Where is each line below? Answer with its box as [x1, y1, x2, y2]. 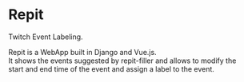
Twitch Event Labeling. [8, 32, 83, 41]
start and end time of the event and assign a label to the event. [8, 64, 214, 73]
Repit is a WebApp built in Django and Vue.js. [8, 47, 158, 57]
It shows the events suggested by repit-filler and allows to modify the [8, 56, 237, 65]
